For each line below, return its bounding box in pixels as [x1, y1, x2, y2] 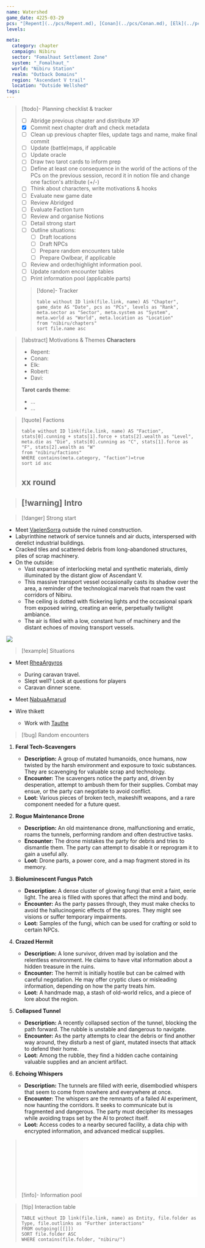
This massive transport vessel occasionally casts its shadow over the [24, 578, 198, 585]
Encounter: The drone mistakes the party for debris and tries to [24, 837, 185, 844]
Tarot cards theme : [21, 386, 71, 394]
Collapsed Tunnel [15, 1007, 61, 1014]
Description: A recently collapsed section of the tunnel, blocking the [24, 1019, 197, 1026]
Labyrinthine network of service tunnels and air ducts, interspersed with [15, 532, 197, 539]
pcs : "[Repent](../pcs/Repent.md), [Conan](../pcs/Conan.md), [6, 20, 168, 26]
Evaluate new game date [30, 192, 93, 199]
